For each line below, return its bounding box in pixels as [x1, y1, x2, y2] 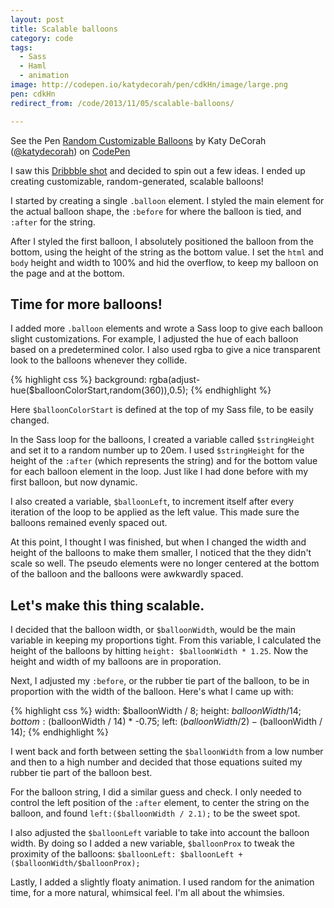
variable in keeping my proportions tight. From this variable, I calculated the [10, 634, 322, 646]
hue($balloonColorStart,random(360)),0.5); [10, 384, 189, 396]
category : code [10, 33, 74, 43]
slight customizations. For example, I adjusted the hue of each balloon [10, 333, 299, 345]
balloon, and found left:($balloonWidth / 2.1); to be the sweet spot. [10, 807, 301, 820]
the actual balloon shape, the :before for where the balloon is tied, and [10, 205, 302, 217]
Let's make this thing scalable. [10, 597, 205, 614]
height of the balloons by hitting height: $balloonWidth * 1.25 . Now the [10, 645, 309, 657]
